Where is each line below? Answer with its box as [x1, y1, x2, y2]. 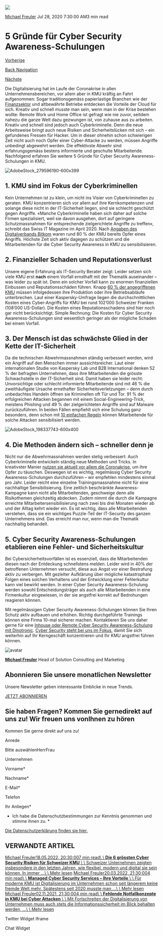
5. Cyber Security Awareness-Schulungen [5, 535, 136, 543]
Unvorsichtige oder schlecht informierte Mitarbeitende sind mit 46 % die [5, 381, 150, 387]
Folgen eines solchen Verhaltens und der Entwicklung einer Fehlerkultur [5, 577, 149, 582]
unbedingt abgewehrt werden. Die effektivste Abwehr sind [5, 142, 122, 148]
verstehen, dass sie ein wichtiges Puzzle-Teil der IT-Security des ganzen [5, 511, 150, 517]
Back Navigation [5, 66, 38, 73]
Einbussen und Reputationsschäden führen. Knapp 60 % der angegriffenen [5, 284, 156, 290]
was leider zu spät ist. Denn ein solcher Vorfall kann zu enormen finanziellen [5, 279, 158, 285]
